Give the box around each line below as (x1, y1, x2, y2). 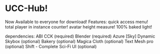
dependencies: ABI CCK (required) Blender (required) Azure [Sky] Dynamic (5, 33, 155, 39)
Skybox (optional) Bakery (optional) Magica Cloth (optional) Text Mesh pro (5, 38, 154, 44)
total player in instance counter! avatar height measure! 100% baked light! (5, 24, 152, 29)
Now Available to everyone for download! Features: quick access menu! (5, 19, 148, 25)
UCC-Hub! (5, 3, 48, 14)
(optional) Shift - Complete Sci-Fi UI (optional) (5, 43, 97, 49)
